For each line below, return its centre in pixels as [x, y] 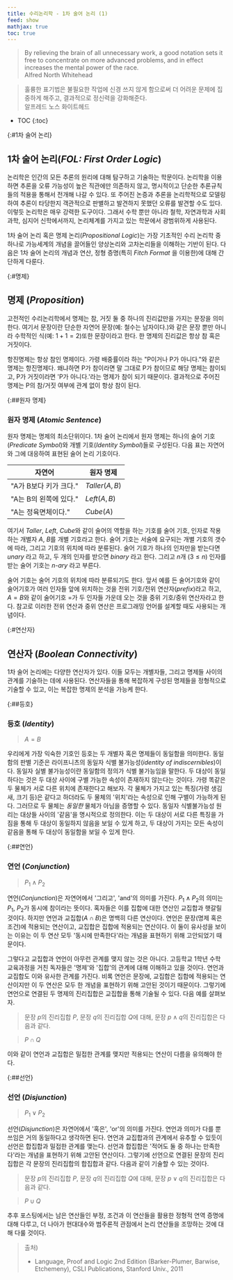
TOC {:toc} [33, 121]
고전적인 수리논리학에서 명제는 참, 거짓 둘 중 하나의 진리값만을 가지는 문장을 [109, 318]
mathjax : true [28, 26]
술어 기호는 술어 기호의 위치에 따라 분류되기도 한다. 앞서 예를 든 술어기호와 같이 [114, 580]
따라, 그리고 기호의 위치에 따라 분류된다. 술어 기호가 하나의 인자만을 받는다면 [117, 548]
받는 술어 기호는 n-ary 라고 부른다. [54, 566]
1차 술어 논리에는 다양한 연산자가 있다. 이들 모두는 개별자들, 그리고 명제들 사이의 [115, 671]
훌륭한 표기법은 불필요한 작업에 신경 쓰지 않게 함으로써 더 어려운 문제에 [120, 89]
